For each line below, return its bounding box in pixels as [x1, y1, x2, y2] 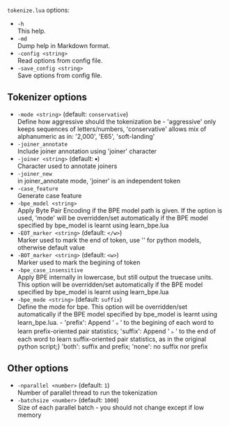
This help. [17, 27, 47, 35]
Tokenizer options [7, 91, 88, 103]
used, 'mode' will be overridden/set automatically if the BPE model [17, 213, 209, 222]
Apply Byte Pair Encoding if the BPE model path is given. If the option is [17, 206, 223, 215]
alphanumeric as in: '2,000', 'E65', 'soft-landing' [17, 132, 155, 140]
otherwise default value [17, 243, 86, 252]
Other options [7, 363, 69, 374]
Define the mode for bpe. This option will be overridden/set [17, 303, 188, 311]
